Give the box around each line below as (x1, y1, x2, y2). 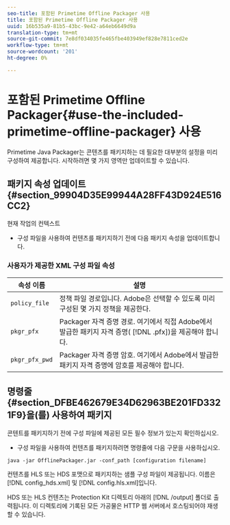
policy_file (10, 299, 50, 307)
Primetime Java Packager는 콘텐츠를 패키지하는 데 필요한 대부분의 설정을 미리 (7, 148, 218, 156)
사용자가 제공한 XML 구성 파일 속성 (7, 261, 115, 270)
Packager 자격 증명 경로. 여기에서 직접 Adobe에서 (59, 316, 213, 326)
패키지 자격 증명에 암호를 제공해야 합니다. (59, 360, 184, 370)
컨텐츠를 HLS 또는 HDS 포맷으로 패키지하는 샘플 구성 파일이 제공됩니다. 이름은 (7, 470, 216, 478)
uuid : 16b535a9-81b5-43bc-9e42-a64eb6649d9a (7, 23, 136, 29)
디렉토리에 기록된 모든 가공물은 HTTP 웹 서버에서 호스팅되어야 (40, 501, 206, 510)
